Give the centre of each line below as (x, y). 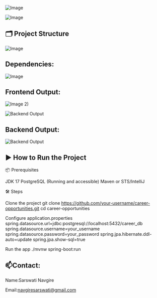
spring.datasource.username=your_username (53, 229)
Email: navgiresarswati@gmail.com (41, 290)
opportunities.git (22, 209)
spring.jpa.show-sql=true (59, 240)
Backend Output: (32, 130)
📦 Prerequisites (22, 170)
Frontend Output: (33, 92)
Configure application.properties (39, 218)
